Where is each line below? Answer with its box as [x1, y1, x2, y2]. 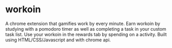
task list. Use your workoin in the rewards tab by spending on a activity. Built [5, 31, 167, 37]
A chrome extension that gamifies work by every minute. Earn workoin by [5, 20, 161, 27]
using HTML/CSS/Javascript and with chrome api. [5, 37, 111, 43]
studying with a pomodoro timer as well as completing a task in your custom [5, 26, 167, 32]
